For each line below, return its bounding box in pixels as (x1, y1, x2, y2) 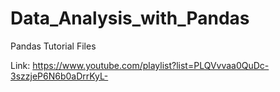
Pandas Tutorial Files (10, 40, 97, 52)
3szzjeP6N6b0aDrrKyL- (10, 70, 109, 82)
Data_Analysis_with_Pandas (10, 7, 250, 30)
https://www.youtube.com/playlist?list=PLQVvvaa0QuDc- (32, 59, 270, 71)
